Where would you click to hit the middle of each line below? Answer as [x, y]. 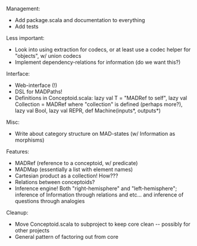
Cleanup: [17, 213]
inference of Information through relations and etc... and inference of [99, 195]
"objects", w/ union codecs [48, 56]
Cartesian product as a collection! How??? [66, 176]
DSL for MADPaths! [38, 91]
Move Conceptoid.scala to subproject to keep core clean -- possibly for [102, 224]
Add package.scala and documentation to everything [80, 20]
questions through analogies [50, 201]
